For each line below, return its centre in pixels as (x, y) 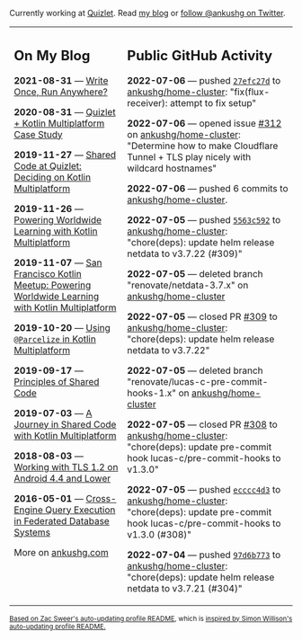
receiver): (147, 102)
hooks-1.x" (152, 393)
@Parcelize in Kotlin (55, 339)
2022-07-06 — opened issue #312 (204, 123)
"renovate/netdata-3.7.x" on (188, 285)
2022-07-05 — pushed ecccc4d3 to (204, 489)
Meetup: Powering (53, 285)
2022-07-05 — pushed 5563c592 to (204, 219)
